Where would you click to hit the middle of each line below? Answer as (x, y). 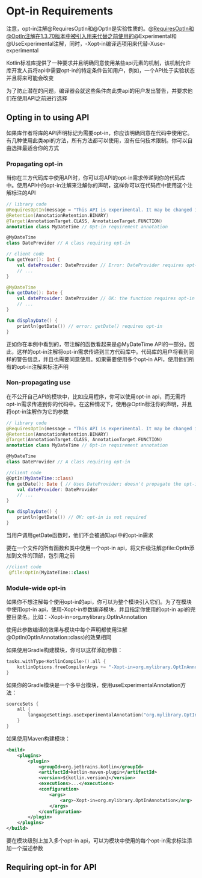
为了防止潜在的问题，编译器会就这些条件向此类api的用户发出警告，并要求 (97, 90)
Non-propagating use (38, 383)
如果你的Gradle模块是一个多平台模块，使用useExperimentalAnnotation (93, 685)
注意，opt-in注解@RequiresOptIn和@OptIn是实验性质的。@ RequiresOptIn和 (100, 28)
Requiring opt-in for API (52, 867)
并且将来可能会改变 (30, 78)
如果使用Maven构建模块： (38, 738)
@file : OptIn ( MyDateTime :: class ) (49, 572)
